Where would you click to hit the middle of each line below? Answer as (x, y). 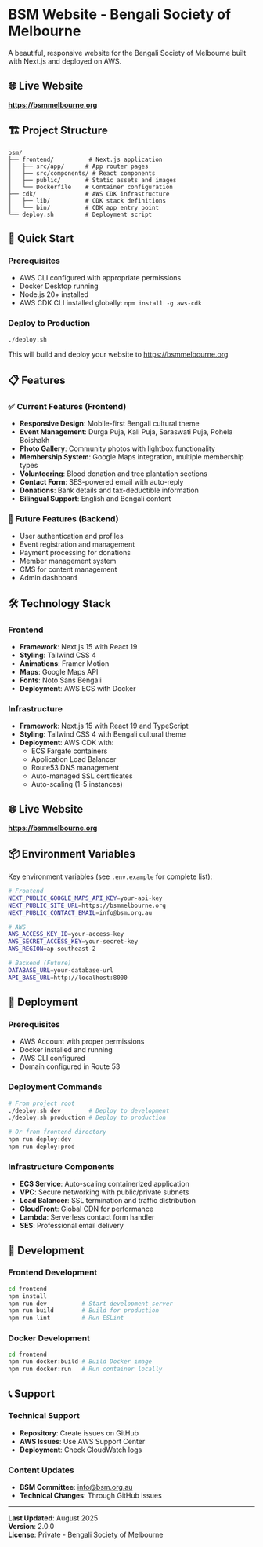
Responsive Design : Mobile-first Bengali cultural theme (109, 424)
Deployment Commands (55, 1087)
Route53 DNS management (75, 768)
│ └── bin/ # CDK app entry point (83, 207)
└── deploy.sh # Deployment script (80, 214)
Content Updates (41, 1470)
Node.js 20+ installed (54, 294)
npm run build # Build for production (83, 1311)
